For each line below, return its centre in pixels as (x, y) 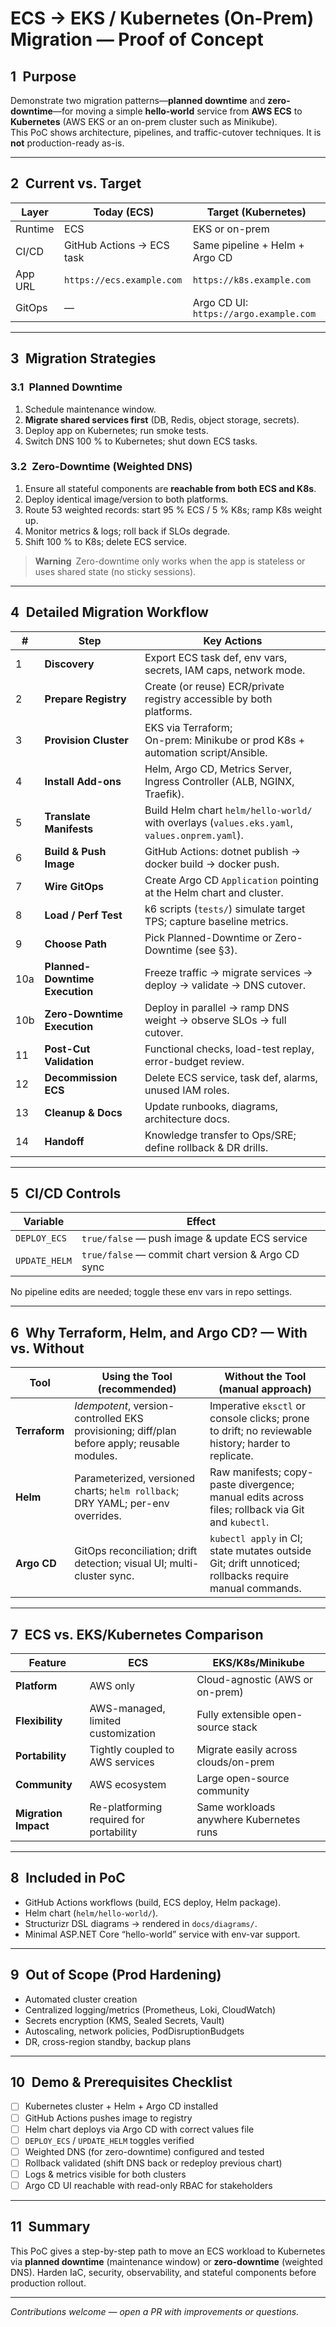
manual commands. (255, 1589)
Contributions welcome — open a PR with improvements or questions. (155, 2311)
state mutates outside (260, 1551)
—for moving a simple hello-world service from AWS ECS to (177, 111)
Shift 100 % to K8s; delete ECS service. (105, 541)
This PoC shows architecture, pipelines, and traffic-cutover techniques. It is (166, 132)
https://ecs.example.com (123, 280)
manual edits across (257, 1497)
